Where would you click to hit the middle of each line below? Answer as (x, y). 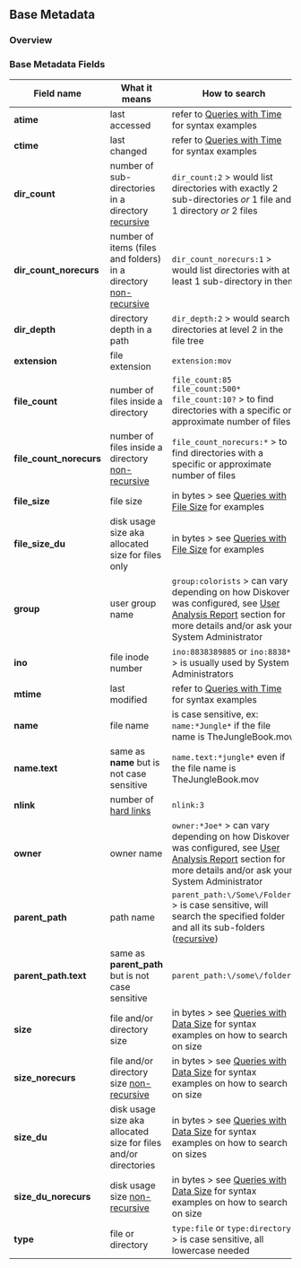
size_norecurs (45, 1078)
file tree (188, 340)
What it (137, 87)
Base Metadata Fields (57, 65)
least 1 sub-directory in (222, 281)
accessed (130, 125)
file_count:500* (206, 389)
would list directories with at (231, 270)
